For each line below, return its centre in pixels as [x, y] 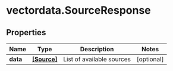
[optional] [150, 59]
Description [97, 49]
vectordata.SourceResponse [79, 10]
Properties [26, 33]
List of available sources [97, 59]
